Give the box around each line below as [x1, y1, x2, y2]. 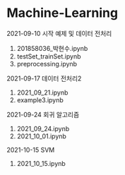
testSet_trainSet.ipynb [16, 52, 82, 61]
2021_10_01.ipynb [16, 132, 66, 140]
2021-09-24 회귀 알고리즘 [6, 110, 80, 119]
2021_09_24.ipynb [16, 124, 70, 133]
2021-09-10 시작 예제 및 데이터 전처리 [6, 29, 112, 37]
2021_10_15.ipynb [16, 159, 66, 167]
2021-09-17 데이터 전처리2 [6, 74, 82, 83]
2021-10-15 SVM [6, 145, 55, 154]
